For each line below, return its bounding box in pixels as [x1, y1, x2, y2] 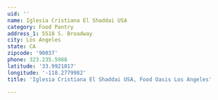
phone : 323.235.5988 [7, 56, 68, 63]
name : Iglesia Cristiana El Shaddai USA [7, 17, 128, 24]
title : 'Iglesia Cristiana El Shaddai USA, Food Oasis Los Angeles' [7, 75, 212, 83]
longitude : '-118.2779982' [7, 69, 86, 76]
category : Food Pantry [7, 23, 74, 30]
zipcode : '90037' [7, 50, 58, 57]
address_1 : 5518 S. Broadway [7, 30, 93, 37]
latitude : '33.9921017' [7, 63, 77, 70]
